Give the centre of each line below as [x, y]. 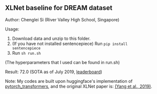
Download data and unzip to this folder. [51, 38]
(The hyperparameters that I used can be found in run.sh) [63, 62]
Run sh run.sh [26, 53]
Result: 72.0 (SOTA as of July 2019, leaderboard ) [54, 72]
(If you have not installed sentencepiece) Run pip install [70, 44]
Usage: [12, 29]
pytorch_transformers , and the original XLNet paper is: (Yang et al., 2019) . [79, 86]
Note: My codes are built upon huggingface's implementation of [69, 81]
